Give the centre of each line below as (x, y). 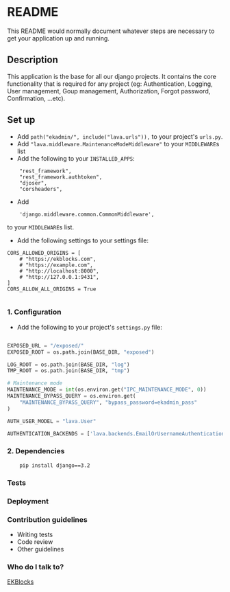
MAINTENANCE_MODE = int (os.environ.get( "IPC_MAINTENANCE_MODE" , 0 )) (107, 390)
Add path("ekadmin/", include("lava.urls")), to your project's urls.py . (120, 136)
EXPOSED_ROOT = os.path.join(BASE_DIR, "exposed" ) (81, 352)
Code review (35, 542)
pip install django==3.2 (55, 465)
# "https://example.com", (56, 265)
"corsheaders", (41, 189)
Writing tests (35, 534)
